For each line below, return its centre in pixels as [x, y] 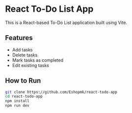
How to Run [23, 81]
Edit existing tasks [30, 65]
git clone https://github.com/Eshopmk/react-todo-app [61, 92]
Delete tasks [25, 55]
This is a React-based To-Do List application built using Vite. [66, 23]
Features [19, 38]
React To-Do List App [49, 9]
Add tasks [22, 49]
